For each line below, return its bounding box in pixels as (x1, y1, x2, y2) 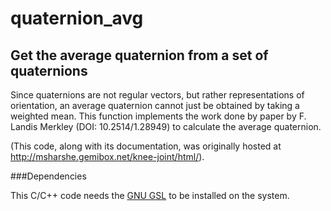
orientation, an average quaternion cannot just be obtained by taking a (10, 100, 300, 111)
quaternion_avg (10, 7, 144, 30)
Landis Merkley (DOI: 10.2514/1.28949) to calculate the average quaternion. (10, 121, 322, 132)
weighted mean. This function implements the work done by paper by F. (10, 110, 307, 122)
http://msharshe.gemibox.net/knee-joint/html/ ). (10, 151, 205, 162)
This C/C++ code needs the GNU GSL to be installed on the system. (10, 190, 290, 201)
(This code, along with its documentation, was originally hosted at (10, 140, 282, 152)
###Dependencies (10, 170, 87, 182)
